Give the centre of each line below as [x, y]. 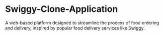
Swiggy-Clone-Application [62, 9]
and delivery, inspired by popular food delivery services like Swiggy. [75, 28]
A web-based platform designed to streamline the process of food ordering [82, 23]
